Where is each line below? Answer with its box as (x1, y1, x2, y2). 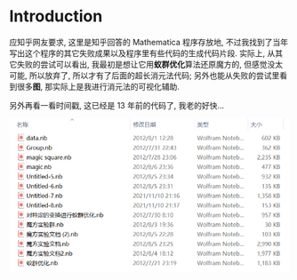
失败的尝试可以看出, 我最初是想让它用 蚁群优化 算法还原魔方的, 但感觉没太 (16, 59, 283, 69)
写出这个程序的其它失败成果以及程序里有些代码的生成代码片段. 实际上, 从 (9, 47, 276, 59)
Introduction (9, 6, 103, 27)
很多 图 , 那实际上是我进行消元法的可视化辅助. (16, 81, 181, 92)
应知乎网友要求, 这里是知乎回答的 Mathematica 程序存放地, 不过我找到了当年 (9, 36, 289, 47)
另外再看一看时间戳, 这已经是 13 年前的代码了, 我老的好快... (9, 100, 225, 110)
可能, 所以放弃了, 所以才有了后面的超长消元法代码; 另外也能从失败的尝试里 (9, 69, 280, 81)
